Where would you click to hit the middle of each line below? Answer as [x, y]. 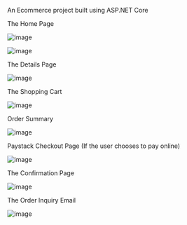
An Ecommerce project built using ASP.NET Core [78, 10]
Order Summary [30, 119]
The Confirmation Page [41, 173]
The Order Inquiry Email [41, 200]
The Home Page [31, 23]
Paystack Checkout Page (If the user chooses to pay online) [94, 146]
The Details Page [32, 64]
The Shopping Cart [35, 91]
